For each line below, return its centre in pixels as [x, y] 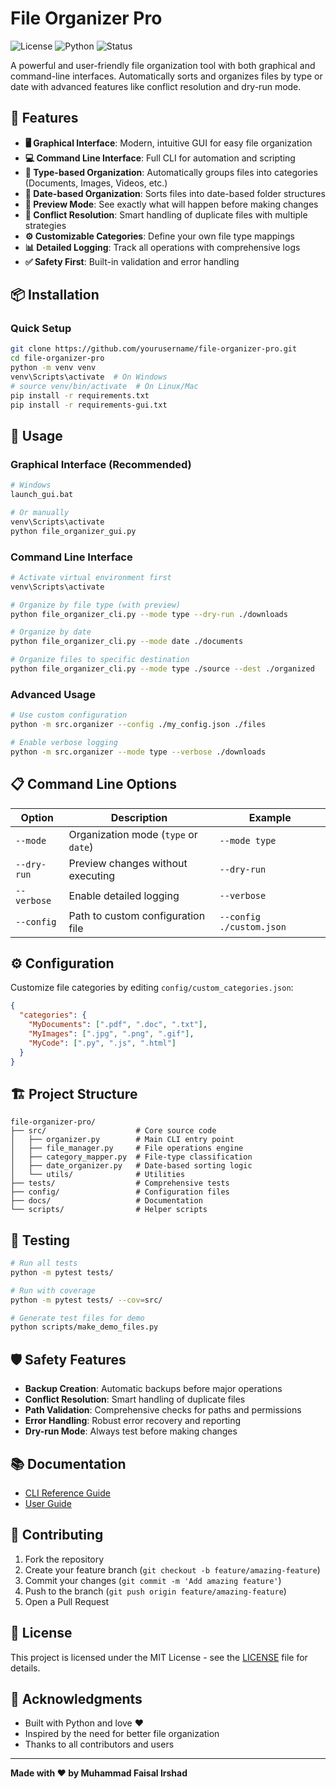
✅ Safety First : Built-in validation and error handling [132, 261]
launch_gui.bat [42, 495]
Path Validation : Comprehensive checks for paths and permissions [163, 1410]
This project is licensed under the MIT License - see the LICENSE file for [159, 1657]
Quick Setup [41, 329]
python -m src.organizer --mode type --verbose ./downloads [138, 752]
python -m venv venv [53, 368]
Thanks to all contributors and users [99, 1744]
